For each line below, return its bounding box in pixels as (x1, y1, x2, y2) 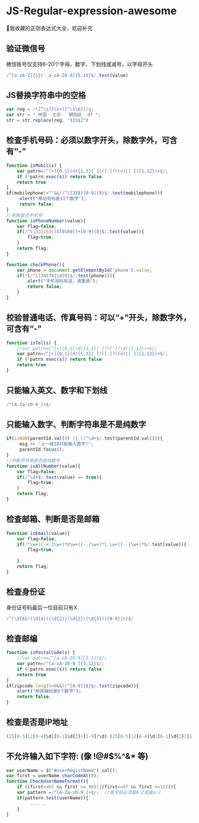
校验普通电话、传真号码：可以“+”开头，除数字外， (6, 313, 191, 323)
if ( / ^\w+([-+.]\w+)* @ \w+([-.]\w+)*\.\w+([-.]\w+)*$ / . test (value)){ (17, 542, 187, 547)
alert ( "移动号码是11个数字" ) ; (19, 196, 87, 202)
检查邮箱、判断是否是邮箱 (6, 514, 99, 524)
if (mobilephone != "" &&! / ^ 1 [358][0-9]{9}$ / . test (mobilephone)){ (6, 190, 163, 197)
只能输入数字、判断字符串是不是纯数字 (6, 420, 146, 430)
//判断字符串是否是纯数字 (6, 457, 60, 464)
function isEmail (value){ (6, 530, 70, 536)
